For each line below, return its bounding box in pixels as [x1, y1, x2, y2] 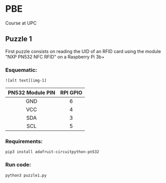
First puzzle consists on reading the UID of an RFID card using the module [5, 48, 161, 54]
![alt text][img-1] [5, 78, 47, 83]
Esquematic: [5, 66, 37, 73]
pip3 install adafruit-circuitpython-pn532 [5, 149, 100, 154]
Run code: [5, 161, 32, 168]
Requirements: [5, 138, 43, 145]
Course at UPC [5, 20, 37, 26]
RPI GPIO [60, 89, 83, 96]
